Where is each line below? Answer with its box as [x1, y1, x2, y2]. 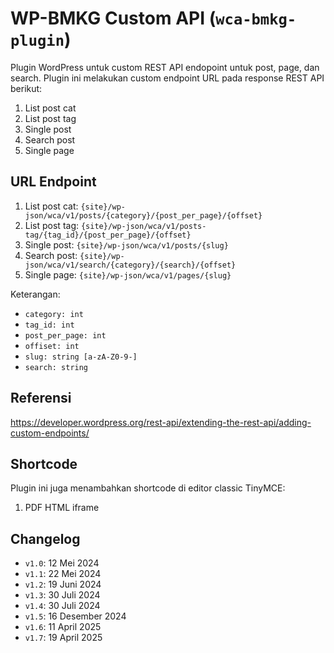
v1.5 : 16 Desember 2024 [24, 610, 127, 622]
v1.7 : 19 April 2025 [24, 632, 103, 644]
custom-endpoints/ [10, 427, 90, 439]
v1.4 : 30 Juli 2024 [24, 600, 101, 612]
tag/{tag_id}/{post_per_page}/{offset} [24, 230, 192, 240]
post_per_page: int [24, 330, 107, 341]
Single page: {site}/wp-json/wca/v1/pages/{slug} [24, 268, 232, 281]
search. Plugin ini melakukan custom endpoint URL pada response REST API [10, 72, 325, 84]
